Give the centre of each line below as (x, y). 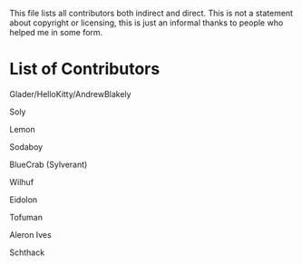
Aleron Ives (30, 234)
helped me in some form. (56, 32)
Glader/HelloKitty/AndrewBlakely (70, 93)
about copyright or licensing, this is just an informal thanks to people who (146, 23)
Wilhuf (22, 182)
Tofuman (26, 217)
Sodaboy (26, 147)
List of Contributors (85, 69)
